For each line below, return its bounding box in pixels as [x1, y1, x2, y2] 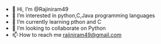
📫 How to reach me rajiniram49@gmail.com [11, 32, 121, 38]
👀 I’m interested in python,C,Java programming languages [11, 12, 156, 19]
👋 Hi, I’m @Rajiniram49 [11, 6, 69, 12]
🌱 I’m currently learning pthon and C [11, 18, 102, 25]
